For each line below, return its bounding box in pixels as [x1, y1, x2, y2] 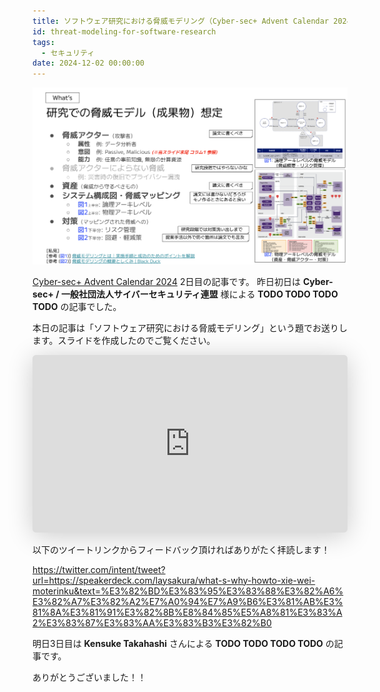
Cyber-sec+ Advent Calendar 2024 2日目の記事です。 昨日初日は [32, 276, 301, 288]
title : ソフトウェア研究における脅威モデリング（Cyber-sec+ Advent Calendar [32, 16, 330, 26]
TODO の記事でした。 [32, 301, 122, 313]
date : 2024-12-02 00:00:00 [32, 58, 145, 69]
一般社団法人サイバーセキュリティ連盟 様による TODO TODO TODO [60, 288, 339, 300]
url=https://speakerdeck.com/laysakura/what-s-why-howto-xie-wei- [32, 574, 316, 586]
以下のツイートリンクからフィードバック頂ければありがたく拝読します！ [32, 543, 330, 555]
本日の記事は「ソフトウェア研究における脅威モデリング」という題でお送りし [32, 322, 348, 334]
